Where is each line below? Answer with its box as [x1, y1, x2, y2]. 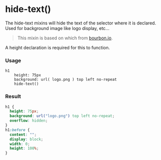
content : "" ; [9, 132, 37, 137]
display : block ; [9, 137, 43, 142]
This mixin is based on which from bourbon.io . [17, 35, 113, 41]
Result [5, 93, 21, 100]
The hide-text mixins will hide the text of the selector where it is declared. [5, 20, 156, 26]
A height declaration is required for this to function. [5, 44, 110, 50]
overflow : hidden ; [9, 118, 48, 123]
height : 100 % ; [9, 146, 39, 151]
